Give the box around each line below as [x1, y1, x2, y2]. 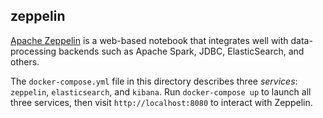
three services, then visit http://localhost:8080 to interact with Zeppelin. [10, 96, 313, 108]
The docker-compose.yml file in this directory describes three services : [10, 75, 298, 87]
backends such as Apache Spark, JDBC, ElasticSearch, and [58, 45, 305, 57]
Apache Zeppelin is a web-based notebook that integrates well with [10, 34, 289, 46]
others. [10, 55, 40, 68]
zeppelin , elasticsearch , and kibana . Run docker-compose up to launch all [10, 85, 312, 98]
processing [10, 45, 57, 57]
